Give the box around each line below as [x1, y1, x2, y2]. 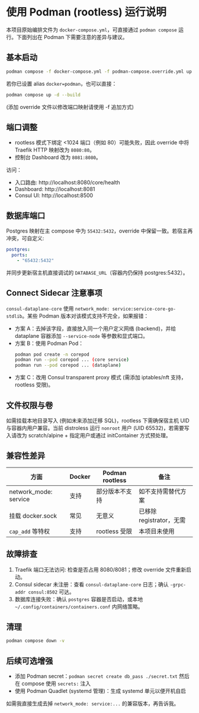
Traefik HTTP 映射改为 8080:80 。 [14, 146, 95, 154]
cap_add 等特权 [9, 527, 50, 535]
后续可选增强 [6, 656, 53, 666]
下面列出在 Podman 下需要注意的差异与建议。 [16, 33, 129, 40]
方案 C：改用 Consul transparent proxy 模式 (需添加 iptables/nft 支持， [14, 374, 187, 381]
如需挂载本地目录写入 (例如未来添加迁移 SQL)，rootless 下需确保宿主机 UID [6, 417, 190, 424]
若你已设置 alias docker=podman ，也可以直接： [6, 80, 117, 87]
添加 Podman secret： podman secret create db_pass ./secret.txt [14, 673, 178, 680]
